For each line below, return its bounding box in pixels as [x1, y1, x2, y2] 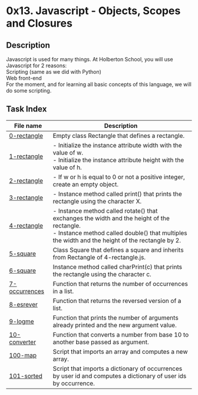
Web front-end [6, 75, 42, 81]
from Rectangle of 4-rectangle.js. [52, 253, 146, 261]
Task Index [6, 104, 47, 114]
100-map [9, 351, 37, 359]
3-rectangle [9, 193, 43, 202]
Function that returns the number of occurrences [52, 279, 189, 288]
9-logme [9, 317, 34, 325]
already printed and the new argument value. [52, 321, 177, 329]
